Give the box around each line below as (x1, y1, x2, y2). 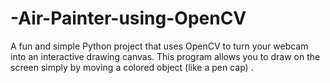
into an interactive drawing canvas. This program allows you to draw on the (10, 50, 321, 62)
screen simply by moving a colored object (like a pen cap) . (10, 61, 254, 73)
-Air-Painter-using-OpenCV (10, 7, 247, 30)
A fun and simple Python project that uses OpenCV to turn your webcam (10, 40, 309, 52)
